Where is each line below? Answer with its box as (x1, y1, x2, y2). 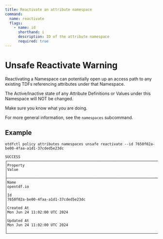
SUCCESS (5, 154, 21, 159)
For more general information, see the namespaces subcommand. (5, 114, 133, 120)
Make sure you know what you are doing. (5, 105, 88, 111)
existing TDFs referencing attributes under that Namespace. (5, 81, 125, 87)
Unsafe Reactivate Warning (5, 59, 118, 71)
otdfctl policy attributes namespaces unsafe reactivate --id (5, 142, 133, 147)
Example (5, 129, 32, 137)
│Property (5, 163, 25, 168)
